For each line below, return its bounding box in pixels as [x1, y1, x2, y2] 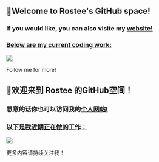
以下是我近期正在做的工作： [6, 122, 87, 131]
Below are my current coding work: [6, 41, 112, 49]
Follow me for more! [6, 66, 56, 73]
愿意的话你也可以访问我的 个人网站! [6, 105, 108, 113]
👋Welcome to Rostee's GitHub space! [6, 6, 151, 16]
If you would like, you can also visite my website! [6, 24, 153, 33]
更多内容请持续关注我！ [6, 149, 65, 157]
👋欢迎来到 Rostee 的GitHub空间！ [6, 85, 134, 95]
